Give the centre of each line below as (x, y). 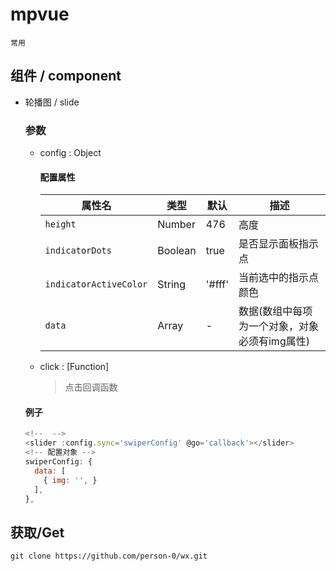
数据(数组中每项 (275, 311)
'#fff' (217, 285)
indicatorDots (78, 251)
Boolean (177, 251)
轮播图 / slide (52, 102)
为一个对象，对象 (278, 326)
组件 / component (66, 76)
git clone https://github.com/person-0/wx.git (109, 556)
